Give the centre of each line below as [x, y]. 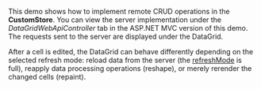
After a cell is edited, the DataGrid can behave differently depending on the [131, 52]
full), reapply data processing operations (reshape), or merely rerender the [130, 69]
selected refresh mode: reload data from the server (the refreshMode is [125, 60]
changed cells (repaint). [47, 77]
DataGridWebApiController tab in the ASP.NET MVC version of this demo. [128, 28]
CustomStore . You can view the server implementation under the [115, 20]
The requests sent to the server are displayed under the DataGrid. [116, 36]
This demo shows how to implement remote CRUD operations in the [119, 11]
